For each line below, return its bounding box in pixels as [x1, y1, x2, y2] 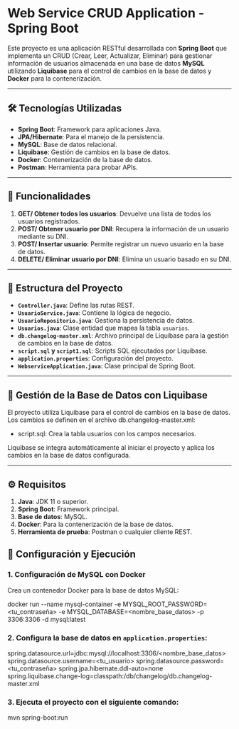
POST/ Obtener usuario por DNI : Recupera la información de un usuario [17, 224, 229, 233]
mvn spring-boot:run [7, 713, 68, 722]
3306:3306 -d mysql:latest [7, 615, 86, 623]
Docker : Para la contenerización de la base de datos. [17, 520, 174, 528]
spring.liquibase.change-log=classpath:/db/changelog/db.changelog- [7, 671, 213, 680]
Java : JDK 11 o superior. [17, 498, 89, 506]
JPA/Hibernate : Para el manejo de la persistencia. [17, 132, 165, 141]
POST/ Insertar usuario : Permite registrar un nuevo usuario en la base [17, 239, 224, 248]
